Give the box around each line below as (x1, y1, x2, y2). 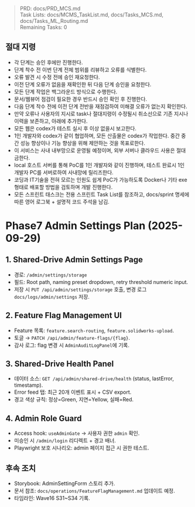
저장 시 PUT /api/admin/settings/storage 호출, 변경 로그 (13, 286, 147, 293)
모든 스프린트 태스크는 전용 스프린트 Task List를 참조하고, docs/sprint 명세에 (13, 191, 190, 198)
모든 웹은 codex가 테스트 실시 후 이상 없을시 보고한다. (13, 124, 137, 131)
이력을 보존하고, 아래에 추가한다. (13, 117, 88, 124)
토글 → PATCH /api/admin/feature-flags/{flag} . (13, 334, 130, 341)
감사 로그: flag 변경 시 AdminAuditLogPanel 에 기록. (13, 342, 130, 349)
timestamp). (13, 381, 43, 389)
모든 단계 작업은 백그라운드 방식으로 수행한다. (13, 88, 118, 95)
